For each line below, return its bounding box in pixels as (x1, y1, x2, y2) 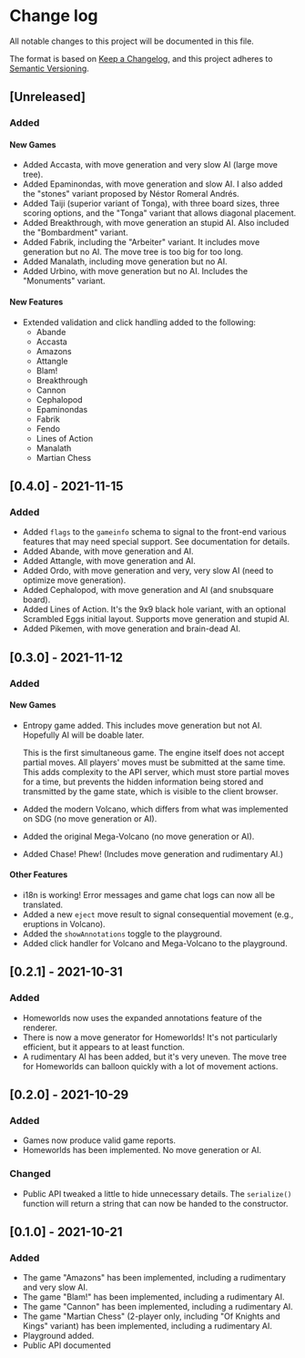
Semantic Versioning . (9, 63, 89, 74)
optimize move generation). (22, 575, 127, 586)
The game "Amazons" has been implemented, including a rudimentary (22, 1272, 287, 1283)
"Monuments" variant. (22, 275, 107, 287)
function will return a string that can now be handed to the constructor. (22, 1198, 289, 1209)
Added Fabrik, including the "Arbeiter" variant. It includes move (22, 237, 260, 248)
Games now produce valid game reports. (22, 1135, 176, 1146)
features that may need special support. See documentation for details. (22, 536, 290, 547)
